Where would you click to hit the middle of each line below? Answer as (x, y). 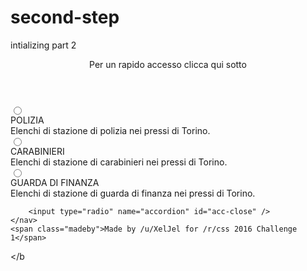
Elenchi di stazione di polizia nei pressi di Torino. (110, 130)
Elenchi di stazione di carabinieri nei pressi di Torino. (119, 162)
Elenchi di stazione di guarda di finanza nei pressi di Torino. (133, 193)
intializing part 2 (43, 45)
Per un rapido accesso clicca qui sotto (168, 64)
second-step (65, 17)
